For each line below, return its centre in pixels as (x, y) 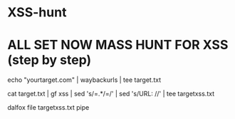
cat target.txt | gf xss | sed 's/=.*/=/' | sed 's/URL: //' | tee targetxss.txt (111, 94)
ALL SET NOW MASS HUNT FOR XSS (118, 45)
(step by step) (49, 60)
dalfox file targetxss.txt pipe (48, 108)
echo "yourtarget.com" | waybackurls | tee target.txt (84, 80)
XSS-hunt (37, 12)
